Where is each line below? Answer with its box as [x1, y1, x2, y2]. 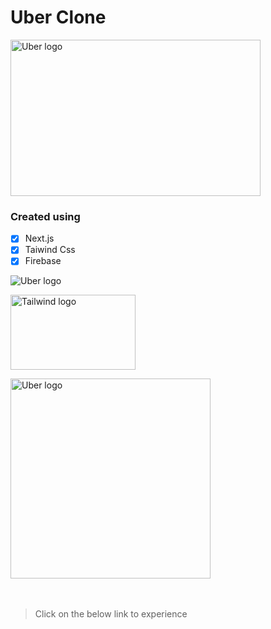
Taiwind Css [24, 244, 76, 256]
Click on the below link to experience [34, 608, 188, 620]
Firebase [24, 255, 62, 267]
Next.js [24, 232, 55, 245]
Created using [10, 209, 81, 223]
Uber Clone [10, 6, 107, 29]
